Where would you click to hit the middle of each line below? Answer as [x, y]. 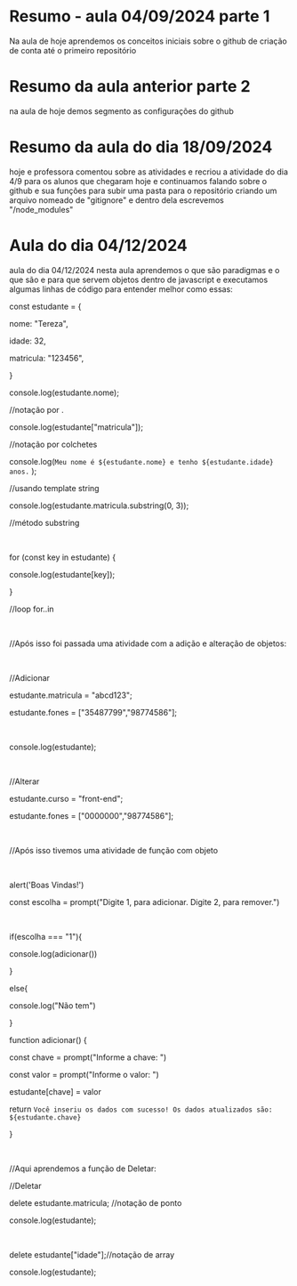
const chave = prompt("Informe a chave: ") [88, 1057]
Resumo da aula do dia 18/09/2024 [141, 147]
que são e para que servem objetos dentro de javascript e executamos [139, 279]
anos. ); [23, 471]
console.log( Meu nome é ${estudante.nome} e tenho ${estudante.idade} [141, 461]
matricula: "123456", [47, 358]
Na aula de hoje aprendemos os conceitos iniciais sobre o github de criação [148, 41]
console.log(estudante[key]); [62, 574]
